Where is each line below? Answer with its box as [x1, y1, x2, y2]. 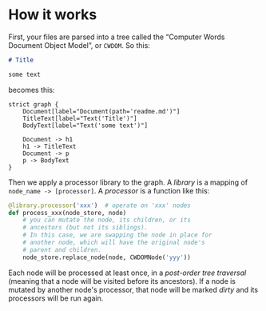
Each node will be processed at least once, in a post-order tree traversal [8, 268, 247, 277]
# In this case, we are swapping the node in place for [22, 231, 213, 239]
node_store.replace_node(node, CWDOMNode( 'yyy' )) [22, 253, 192, 261]
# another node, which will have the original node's [22, 238, 205, 247]
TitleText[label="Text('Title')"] [22, 114, 137, 122]
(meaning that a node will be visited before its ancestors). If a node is [8, 276, 236, 285]
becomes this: [8, 85, 55, 94]
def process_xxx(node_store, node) [8, 209, 127, 217]
